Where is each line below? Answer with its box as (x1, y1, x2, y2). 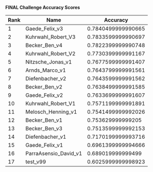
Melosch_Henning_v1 (25, 109, 77, 115)
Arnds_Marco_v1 (25, 67, 67, 74)
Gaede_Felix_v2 (25, 92, 63, 99)
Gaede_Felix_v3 (25, 25, 63, 32)
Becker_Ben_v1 (25, 117, 63, 123)
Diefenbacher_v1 (25, 133, 67, 140)
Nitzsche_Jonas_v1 (25, 58, 72, 66)
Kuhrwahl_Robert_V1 (25, 100, 76, 107)
